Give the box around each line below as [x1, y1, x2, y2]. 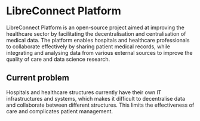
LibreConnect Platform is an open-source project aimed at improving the [6, 24, 185, 31]
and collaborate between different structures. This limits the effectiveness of [6, 101, 195, 108]
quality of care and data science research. [6, 55, 110, 63]
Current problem [6, 73, 70, 83]
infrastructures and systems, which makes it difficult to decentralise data [6, 95, 186, 102]
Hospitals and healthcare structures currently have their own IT [6, 88, 162, 96]
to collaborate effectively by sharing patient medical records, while [6, 43, 170, 50]
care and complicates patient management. [6, 107, 113, 114]
